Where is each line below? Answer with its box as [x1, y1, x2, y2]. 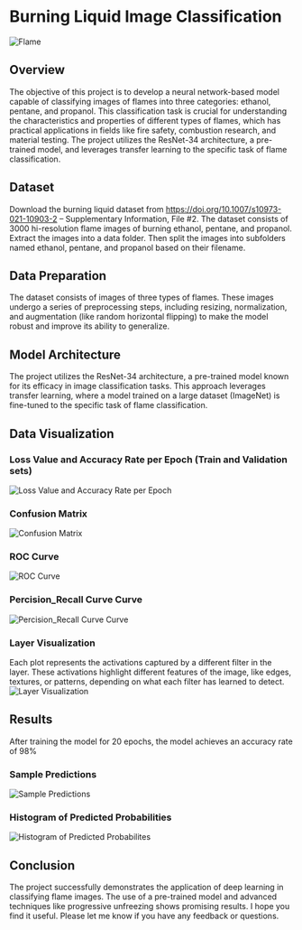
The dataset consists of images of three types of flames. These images [9, 292, 274, 303]
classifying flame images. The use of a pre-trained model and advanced [9, 891, 278, 902]
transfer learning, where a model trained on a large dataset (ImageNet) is [9, 390, 280, 401]
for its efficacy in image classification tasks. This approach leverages [9, 381, 266, 392]
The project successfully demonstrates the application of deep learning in [9, 882, 284, 893]
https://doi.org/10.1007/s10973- [165, 203, 282, 214]
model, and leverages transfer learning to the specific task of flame [37, 144, 288, 154]
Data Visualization [9, 426, 114, 442]
